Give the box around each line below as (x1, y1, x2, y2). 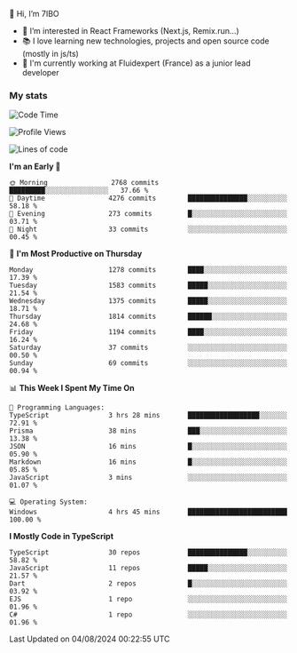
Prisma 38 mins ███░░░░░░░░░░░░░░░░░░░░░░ (9, 426, 288, 435)
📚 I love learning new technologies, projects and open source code (21, 36, 270, 46)
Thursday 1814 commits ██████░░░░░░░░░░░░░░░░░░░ (9, 312, 288, 322)
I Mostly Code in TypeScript (9, 531, 113, 542)
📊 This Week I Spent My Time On (9, 383, 135, 394)
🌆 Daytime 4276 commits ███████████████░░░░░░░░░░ (9, 194, 288, 203)
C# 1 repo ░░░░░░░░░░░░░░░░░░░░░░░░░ (9, 610, 288, 619)
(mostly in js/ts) (21, 49, 80, 59)
